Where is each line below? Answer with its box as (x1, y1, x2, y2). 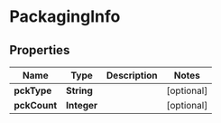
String (66, 84, 93, 97)
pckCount (14, 99, 58, 111)
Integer (66, 99, 98, 111)
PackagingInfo (9, 6, 121, 27)
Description (106, 70, 158, 81)
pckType (14, 84, 52, 97)
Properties (9, 43, 70, 58)
